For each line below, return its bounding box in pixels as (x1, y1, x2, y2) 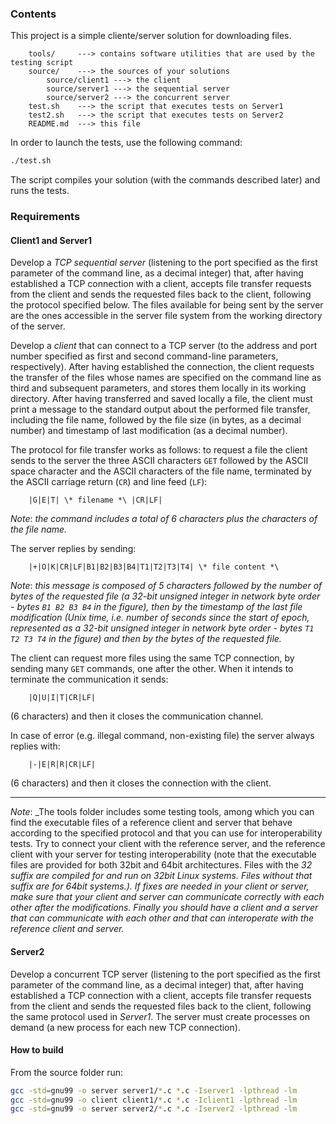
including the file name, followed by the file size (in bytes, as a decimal (10, 414, 302, 426)
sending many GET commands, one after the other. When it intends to (10, 663, 294, 675)
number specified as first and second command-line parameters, (10, 350, 279, 362)
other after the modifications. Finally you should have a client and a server (10, 902, 319, 914)
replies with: (10, 740, 61, 752)
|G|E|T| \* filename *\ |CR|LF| (28, 495, 163, 506)
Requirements (10, 210, 81, 224)
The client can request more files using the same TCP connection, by (10, 652, 295, 664)
